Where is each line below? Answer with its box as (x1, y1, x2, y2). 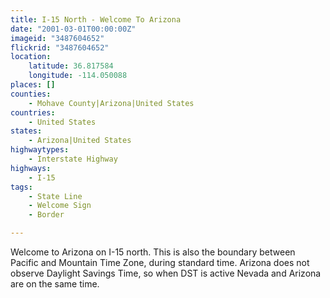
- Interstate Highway (28, 154, 118, 164)
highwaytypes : (10, 145, 70, 155)
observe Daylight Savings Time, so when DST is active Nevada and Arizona (10, 267, 322, 279)
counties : (10, 89, 52, 99)
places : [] (10, 80, 56, 90)
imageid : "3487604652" (10, 33, 105, 43)
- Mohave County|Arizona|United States (28, 98, 195, 108)
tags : (10, 182, 33, 192)
